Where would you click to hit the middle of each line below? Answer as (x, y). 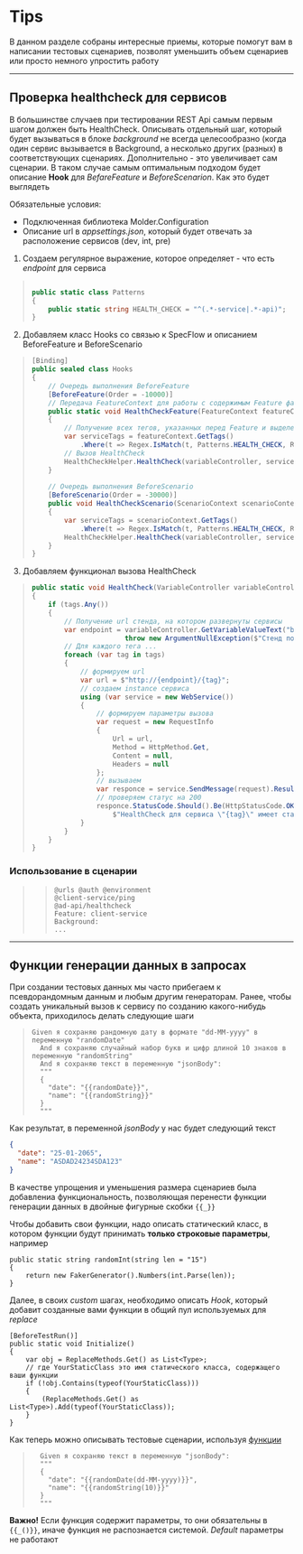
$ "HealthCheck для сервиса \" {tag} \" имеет (195, 814)
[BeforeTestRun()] (44, 1335)
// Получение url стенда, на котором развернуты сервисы (173, 621)
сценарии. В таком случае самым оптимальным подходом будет (135, 167)
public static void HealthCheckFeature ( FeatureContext (153, 411)
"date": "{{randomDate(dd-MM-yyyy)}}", (123, 1480)
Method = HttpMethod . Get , (161, 747)
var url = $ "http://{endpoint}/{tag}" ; (155, 680)
